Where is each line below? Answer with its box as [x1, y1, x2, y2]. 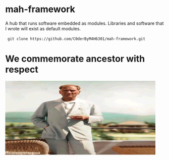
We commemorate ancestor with [5, 53, 145, 65]
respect [5, 64, 39, 75]
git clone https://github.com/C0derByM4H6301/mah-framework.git [7, 36, 145, 41]
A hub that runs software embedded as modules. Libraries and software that [5, 20, 164, 26]
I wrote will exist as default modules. [5, 25, 81, 31]
